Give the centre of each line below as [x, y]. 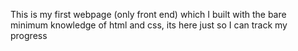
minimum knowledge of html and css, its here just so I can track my [149, 25]
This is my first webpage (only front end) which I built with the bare [148, 14]
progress [29, 35]
